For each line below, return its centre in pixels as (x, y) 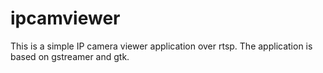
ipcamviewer (65, 18)
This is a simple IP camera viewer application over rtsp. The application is (161, 46)
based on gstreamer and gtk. (70, 56)
